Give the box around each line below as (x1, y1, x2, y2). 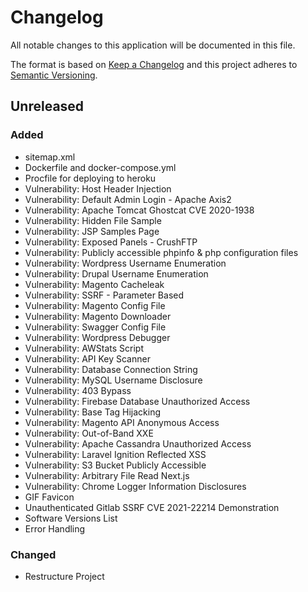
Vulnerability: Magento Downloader (24, 310, 172, 322)
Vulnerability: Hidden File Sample (24, 214, 162, 226)
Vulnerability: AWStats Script (24, 342, 144, 354)
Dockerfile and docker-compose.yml (24, 161, 177, 173)
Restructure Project (24, 570, 105, 582)
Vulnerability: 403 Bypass (24, 384, 132, 396)
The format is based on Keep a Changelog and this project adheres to (10, 58, 298, 70)
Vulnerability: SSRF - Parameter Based (24, 289, 184, 301)
